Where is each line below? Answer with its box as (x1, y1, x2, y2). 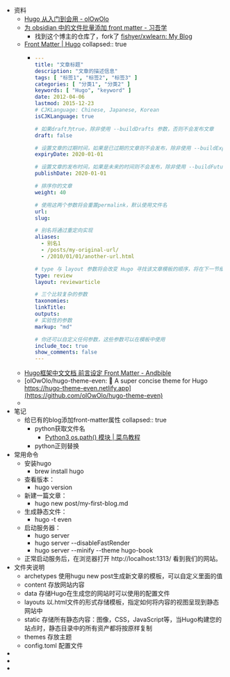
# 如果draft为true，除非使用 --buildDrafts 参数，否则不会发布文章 (34, 125, 214, 132)
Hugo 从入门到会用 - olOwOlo (24, 15, 109, 23)
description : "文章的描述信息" (34, 67, 118, 74)
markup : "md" (34, 323, 73, 330)
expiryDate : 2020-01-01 (34, 151, 104, 158)
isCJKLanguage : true (34, 113, 95, 120)
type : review (34, 272, 73, 279)
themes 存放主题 (24, 632, 72, 642)
